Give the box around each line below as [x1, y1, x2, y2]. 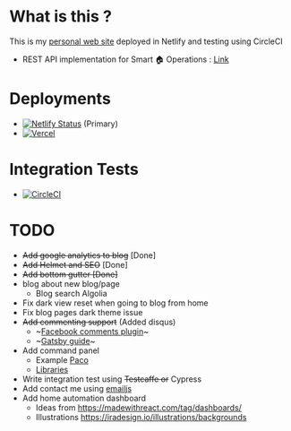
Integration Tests [9, 159, 139, 180]
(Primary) [83, 118, 118, 129]
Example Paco [35, 354, 90, 365]
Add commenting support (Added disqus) [21, 316, 176, 327]
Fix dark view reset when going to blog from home [21, 297, 209, 308]
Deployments [9, 89, 112, 109]
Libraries [35, 364, 69, 375]
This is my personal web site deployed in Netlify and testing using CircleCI [9, 36, 284, 47]
